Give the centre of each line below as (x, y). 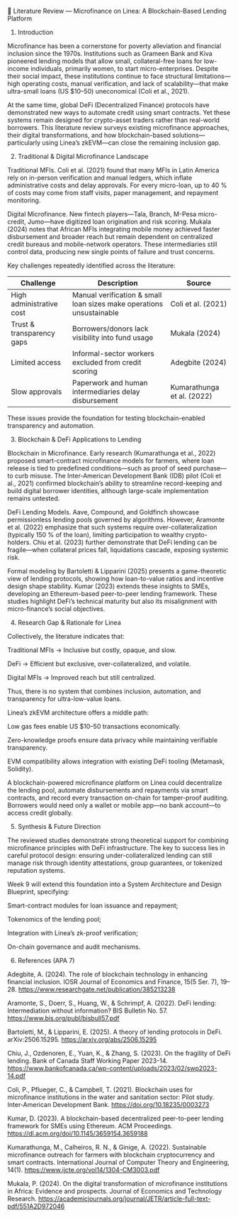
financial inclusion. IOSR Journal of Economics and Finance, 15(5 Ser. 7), (113, 982)
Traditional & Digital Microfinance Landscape (83, 156)
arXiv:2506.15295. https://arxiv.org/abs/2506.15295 (82, 1039)
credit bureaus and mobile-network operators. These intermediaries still (112, 244)
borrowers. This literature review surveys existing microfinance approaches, (118, 127)
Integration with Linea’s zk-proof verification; (73, 933)
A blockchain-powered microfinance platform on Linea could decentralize (115, 783)
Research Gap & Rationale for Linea (69, 622)
